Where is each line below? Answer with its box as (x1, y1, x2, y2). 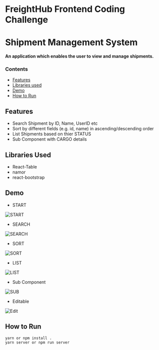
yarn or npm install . (5, 336, 52, 341)
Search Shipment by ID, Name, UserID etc (12, 120, 98, 126)
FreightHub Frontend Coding (5, 3, 125, 15)
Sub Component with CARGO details (12, 136, 87, 142)
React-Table (12, 164, 37, 170)
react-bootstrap (12, 175, 45, 180)
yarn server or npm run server (5, 340, 70, 345)
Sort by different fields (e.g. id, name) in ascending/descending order (12, 126, 154, 132)
